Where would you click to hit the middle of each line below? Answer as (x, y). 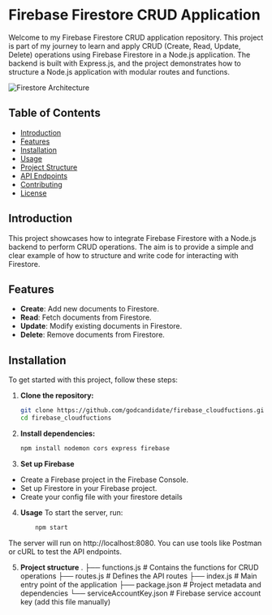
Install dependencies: (58, 433)
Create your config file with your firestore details (101, 497)
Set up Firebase (47, 463)
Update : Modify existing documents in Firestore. (101, 326)
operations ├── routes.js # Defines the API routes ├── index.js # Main (138, 576)
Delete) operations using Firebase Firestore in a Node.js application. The (130, 54)
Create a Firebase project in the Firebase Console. (104, 480)
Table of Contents (55, 113)
